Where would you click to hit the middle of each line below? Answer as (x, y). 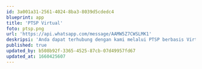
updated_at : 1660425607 (36, 56)
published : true (26, 46)
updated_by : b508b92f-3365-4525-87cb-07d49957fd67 (71, 51)
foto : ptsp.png (25, 28)
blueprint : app (25, 17)
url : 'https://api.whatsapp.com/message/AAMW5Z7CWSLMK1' (79, 34)
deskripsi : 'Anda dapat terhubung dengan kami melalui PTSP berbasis (95, 40)
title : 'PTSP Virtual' (35, 23)
